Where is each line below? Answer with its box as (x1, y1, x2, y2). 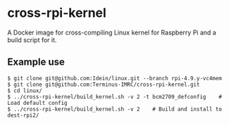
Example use (7, 56, 66, 68)
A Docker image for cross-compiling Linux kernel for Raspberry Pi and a (7, 28, 216, 37)
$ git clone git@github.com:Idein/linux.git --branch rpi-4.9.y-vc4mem (7, 75, 222, 82)
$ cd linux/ (7, 87, 42, 94)
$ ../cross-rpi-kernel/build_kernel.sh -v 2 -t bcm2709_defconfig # (7, 93, 222, 100)
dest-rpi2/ (7, 111, 39, 119)
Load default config (7, 99, 68, 106)
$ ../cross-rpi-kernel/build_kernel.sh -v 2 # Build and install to (7, 106, 222, 113)
